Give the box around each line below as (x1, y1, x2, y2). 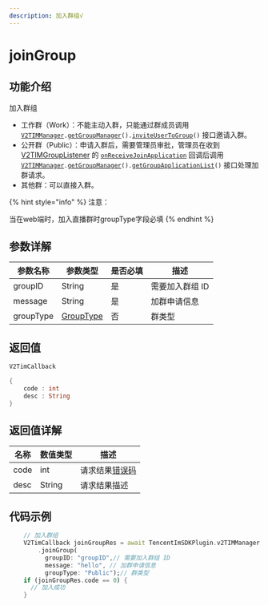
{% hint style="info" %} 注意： (9, 197, 110, 207)
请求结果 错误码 (79, 465, 137, 476)
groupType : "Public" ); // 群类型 (44, 568, 150, 577)
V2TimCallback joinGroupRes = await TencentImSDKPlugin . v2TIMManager (23, 539, 261, 547)
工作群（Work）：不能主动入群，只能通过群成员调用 (20, 119, 190, 129)
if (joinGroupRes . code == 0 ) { (23, 576, 128, 584)
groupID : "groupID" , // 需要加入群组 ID (44, 554, 170, 562)
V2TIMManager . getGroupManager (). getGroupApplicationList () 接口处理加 (20, 160, 259, 169)
